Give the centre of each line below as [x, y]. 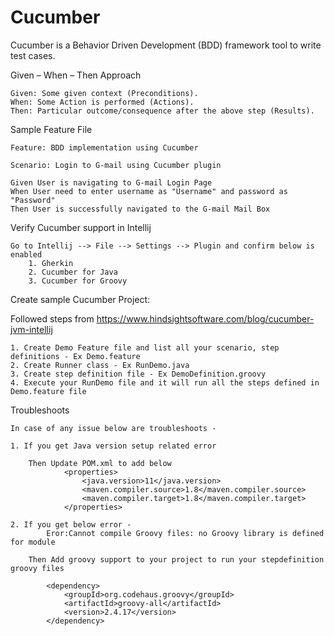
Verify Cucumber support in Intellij [81, 227]
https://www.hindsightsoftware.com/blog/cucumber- [205, 318]
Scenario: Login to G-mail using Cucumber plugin [116, 165]
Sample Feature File [51, 129]
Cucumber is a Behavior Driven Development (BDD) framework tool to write [166, 45]
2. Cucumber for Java [73, 272]
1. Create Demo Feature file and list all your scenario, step [145, 347]
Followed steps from [52, 318]
